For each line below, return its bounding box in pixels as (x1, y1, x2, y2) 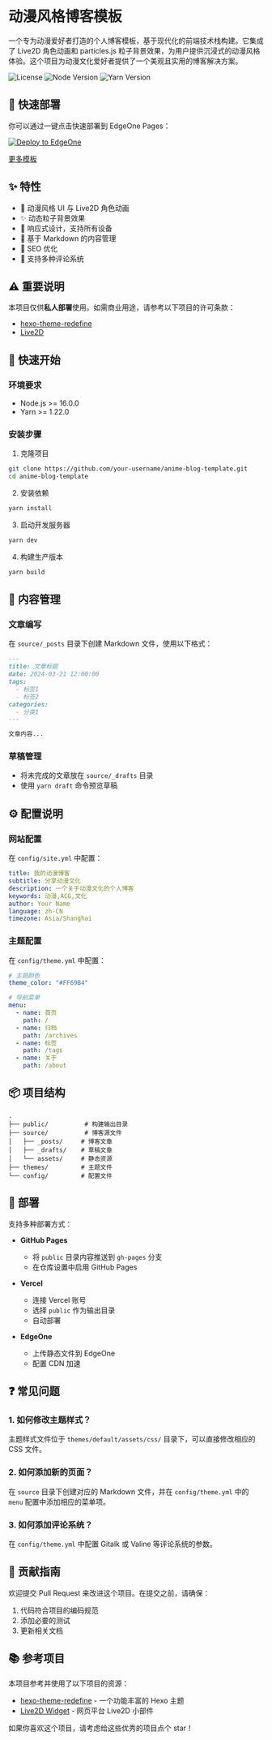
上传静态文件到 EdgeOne (32, 1348, 116, 1358)
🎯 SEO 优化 (19, 243, 58, 253)
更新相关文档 (19, 1626, 63, 1635)
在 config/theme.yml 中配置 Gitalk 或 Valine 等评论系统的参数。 (8, 1539, 217, 1549)
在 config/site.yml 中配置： (8, 853, 103, 863)
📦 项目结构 (8, 1086, 66, 1100)
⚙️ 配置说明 (8, 806, 63, 820)
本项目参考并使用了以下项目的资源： (8, 1678, 130, 1688)
